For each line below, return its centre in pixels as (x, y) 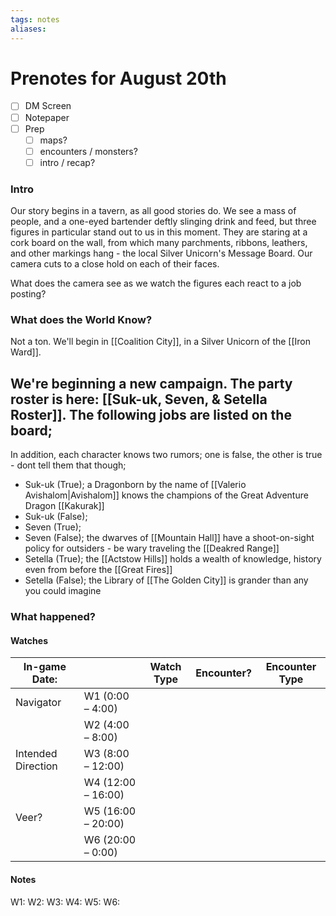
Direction (36, 766)
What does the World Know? (81, 320)
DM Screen (48, 106)
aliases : (28, 29)
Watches (29, 640)
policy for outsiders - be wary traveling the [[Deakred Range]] (152, 548)
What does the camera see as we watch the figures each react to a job (156, 283)
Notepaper (47, 117)
